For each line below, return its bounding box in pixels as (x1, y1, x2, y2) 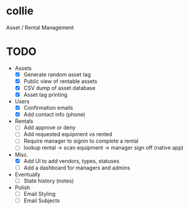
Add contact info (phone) (23, 111, 86, 118)
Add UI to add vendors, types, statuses (23, 157, 120, 165)
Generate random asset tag (23, 70, 91, 78)
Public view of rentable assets (23, 78, 97, 85)
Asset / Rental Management (6, 24, 74, 31)
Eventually (14, 171, 40, 178)
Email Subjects (23, 197, 61, 204)
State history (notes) (23, 177, 74, 184)
